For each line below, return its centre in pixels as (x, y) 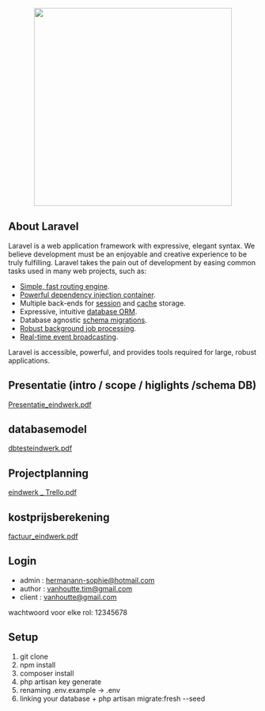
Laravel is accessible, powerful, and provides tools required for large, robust (132, 352)
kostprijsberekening (59, 517)
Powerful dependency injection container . (87, 295)
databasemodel (47, 430)
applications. (29, 360)
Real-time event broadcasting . (69, 336)
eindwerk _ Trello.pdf (43, 492)
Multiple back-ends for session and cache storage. (102, 303)
